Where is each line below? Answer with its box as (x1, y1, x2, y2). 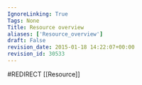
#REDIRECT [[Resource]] (7, 69, 80, 79)
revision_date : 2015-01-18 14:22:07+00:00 (7, 44, 135, 51)
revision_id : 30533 (7, 51, 65, 58)
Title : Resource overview (7, 24, 84, 31)
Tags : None (7, 17, 40, 24)
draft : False (7, 37, 46, 44)
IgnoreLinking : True (7, 10, 69, 18)
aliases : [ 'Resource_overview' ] (7, 30, 103, 38)
